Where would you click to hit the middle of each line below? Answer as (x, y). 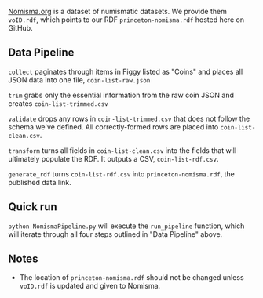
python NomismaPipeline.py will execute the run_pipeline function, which (126, 226)
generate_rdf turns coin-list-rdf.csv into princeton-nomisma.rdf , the (122, 174)
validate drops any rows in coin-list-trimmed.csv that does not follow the (129, 118)
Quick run (33, 207)
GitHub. (20, 28)
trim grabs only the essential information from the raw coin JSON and (121, 95)
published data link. (40, 182)
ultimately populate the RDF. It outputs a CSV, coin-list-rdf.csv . (113, 158)
